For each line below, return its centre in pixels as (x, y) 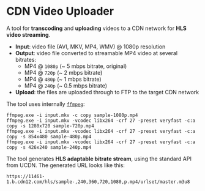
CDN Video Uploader (60, 11)
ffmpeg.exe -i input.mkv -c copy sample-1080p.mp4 (72, 115)
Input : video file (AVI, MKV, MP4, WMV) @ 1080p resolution (90, 47)
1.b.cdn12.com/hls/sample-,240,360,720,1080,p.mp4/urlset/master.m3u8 (98, 182)
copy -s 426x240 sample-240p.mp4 (49, 147)
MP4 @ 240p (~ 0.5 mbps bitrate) (66, 85)
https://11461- (26, 176)
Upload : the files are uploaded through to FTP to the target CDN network (107, 92)
